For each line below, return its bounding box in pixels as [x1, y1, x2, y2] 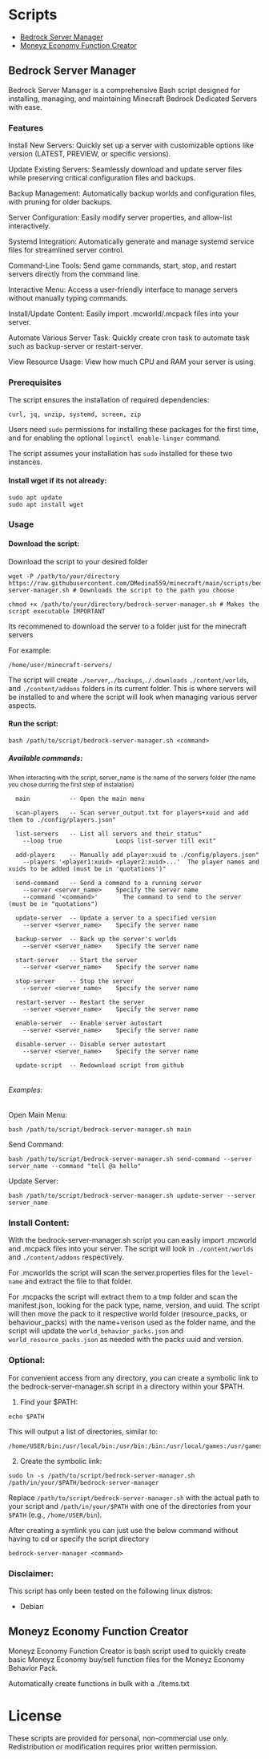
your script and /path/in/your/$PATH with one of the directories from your [8, 1501, 251, 1510]
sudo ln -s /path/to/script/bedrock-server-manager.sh [8, 1471, 195, 1480]
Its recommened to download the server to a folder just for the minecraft [8, 621, 247, 631]
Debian [19, 1601, 44, 1611]
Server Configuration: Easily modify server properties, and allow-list [8, 212, 233, 222]
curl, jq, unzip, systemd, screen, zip [8, 410, 142, 419]
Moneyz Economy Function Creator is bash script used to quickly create [8, 1646, 247, 1656]
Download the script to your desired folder [8, 556, 148, 566]
